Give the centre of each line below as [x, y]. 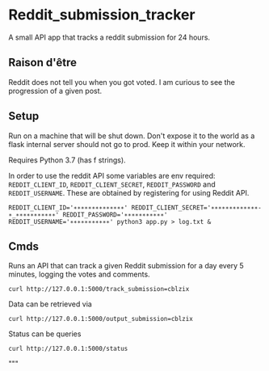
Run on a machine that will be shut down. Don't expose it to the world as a [132, 136]
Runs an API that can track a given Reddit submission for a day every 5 [126, 266]
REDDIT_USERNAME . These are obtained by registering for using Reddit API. [129, 192]
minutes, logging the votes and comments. [80, 274]
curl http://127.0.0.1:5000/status [68, 349]
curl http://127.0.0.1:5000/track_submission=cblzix [99, 289]
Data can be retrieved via [50, 304]
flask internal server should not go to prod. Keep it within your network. [127, 144]
